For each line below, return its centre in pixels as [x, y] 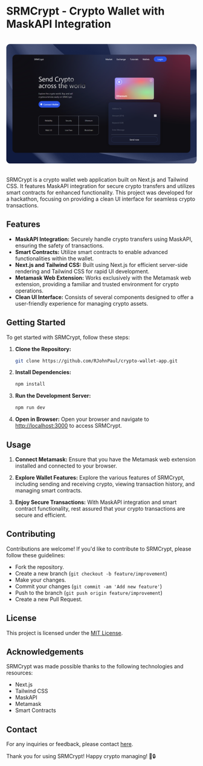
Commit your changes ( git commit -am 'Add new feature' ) [89, 586]
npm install [30, 384]
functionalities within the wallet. [54, 258]
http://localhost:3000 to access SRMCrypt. [68, 426]
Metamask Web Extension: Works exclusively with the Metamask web [103, 278]
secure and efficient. [41, 515]
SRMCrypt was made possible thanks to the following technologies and [95, 667]
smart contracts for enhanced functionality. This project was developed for [100, 192]
